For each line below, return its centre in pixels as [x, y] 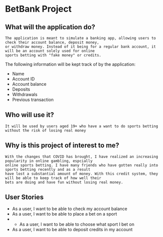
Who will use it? [30, 115]
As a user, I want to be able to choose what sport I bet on [77, 224]
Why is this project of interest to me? [62, 146]
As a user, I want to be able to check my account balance [70, 209]
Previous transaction [33, 99]
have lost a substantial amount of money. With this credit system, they [82, 174]
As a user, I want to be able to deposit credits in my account [72, 230]
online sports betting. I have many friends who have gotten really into [82, 165]
